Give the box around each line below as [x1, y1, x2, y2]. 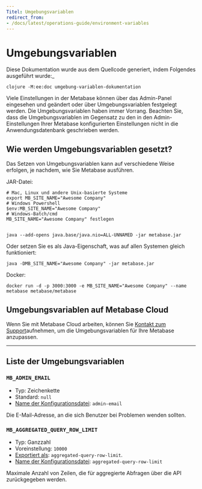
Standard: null [14, 393, 52, 400]
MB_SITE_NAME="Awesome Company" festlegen [6, 216, 114, 222]
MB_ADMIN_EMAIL [6, 374, 51, 382]
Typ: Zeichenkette [14, 386, 60, 394]
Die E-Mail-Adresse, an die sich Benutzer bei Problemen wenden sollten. [6, 411, 186, 418]
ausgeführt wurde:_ [6, 72, 55, 80]
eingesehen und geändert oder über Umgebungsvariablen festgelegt [6, 101, 177, 109]
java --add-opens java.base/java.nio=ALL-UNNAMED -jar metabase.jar [6, 232, 182, 238]
